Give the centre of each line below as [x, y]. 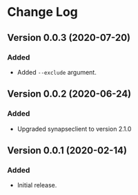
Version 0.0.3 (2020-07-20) [69, 38]
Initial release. [37, 185]
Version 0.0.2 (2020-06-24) [69, 94]
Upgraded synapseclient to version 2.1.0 [74, 129]
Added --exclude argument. [57, 72]
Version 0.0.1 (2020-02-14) [67, 150]
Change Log [42, 12]
